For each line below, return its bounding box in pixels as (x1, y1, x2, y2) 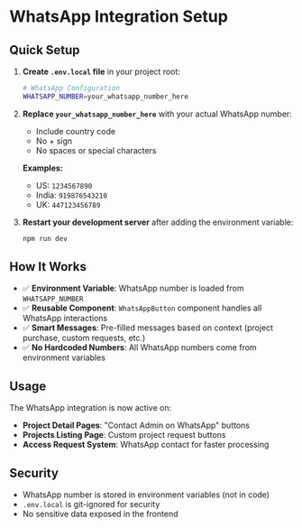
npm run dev (22, 234, 68, 243)
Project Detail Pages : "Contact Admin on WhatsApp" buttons (22, 420, 251, 431)
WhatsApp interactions (22, 313, 108, 324)
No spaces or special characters (35, 144, 157, 155)
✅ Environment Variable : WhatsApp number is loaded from (22, 283, 244, 294)
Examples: (22, 162, 63, 173)
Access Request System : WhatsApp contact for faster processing (22, 440, 270, 450)
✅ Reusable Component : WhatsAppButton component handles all (22, 302, 262, 313)
